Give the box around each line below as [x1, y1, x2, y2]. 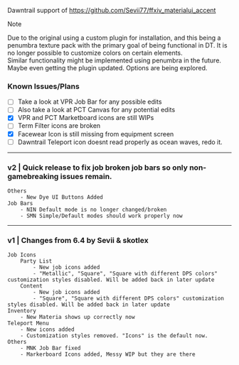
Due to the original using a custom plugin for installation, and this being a [7, 33, 221, 42]
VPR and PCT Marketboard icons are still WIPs [17, 114, 154, 122]
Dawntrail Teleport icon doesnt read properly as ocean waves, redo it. [17, 138, 223, 146]
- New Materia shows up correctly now [20, 314, 135, 321]
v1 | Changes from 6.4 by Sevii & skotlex [7, 235, 149, 245]
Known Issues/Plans [7, 81, 80, 91]
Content [20, 283, 43, 290]
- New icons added [20, 326, 75, 333]
